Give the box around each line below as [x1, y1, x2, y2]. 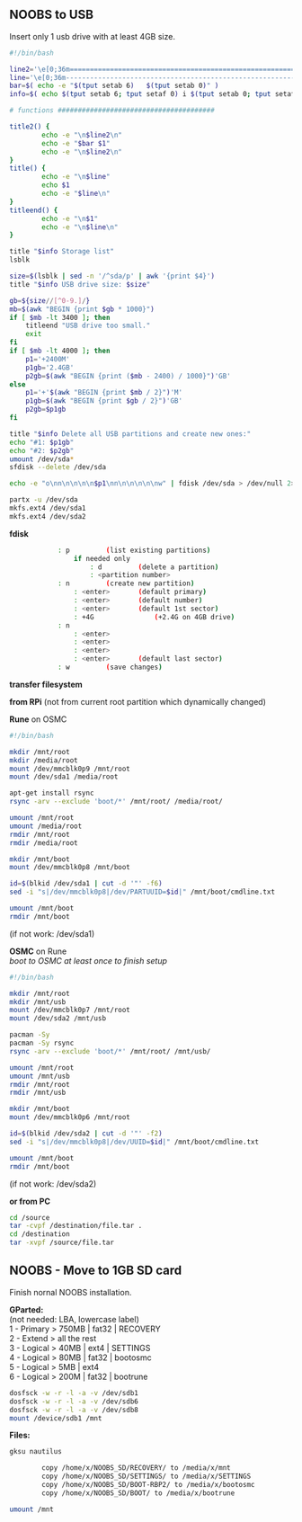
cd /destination [9, 1230, 70, 1239]
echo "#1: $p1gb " [9, 438, 75, 447]
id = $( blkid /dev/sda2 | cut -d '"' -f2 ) [9, 1129, 164, 1138]
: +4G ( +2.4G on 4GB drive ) [73, 612, 235, 621]
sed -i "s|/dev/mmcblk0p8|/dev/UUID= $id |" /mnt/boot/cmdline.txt [9, 1137, 259, 1146]
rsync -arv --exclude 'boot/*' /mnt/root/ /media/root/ [9, 797, 223, 806]
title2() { [9, 122, 50, 131]
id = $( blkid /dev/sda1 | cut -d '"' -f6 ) [9, 879, 164, 888]
